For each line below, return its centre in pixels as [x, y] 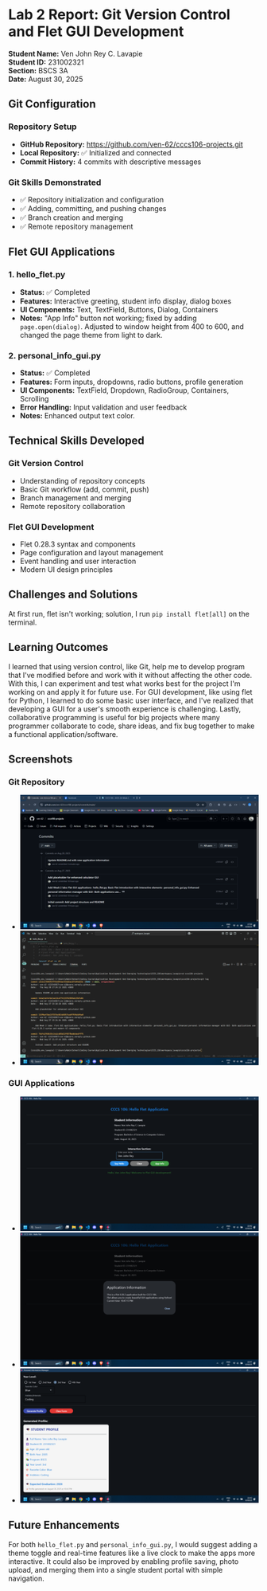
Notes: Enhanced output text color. [77, 415]
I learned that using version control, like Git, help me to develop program [126, 666]
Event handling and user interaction [78, 561]
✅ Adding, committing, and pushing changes [93, 208]
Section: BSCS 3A [39, 70]
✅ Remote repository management [76, 226]
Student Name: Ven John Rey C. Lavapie [75, 53]
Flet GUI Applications [62, 252]
